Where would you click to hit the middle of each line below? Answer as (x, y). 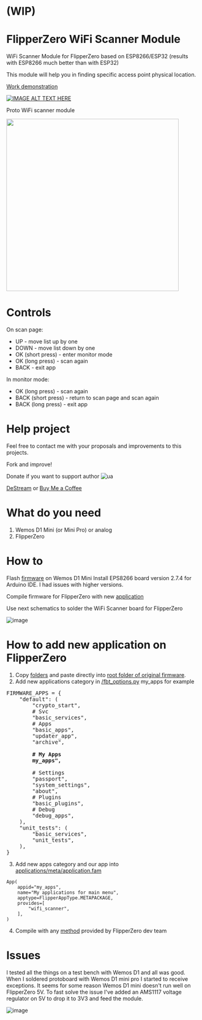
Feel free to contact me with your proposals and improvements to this (94, 446)
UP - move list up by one (46, 342)
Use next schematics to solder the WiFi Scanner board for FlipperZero (95, 608)
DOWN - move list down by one (55, 348)
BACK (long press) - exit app (51, 404)
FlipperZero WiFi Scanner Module (93, 40)
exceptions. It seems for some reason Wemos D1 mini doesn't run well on (99, 985)
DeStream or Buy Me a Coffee (44, 488)
